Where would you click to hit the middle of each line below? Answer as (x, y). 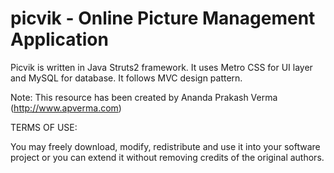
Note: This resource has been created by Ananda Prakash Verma (144, 97)
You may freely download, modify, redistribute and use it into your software (165, 146)
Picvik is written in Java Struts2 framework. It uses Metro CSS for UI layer (161, 67)
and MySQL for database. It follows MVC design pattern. (126, 78)
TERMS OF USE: (44, 127)
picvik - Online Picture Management (163, 18)
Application (59, 39)
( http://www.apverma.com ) (66, 108)
